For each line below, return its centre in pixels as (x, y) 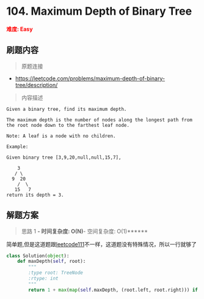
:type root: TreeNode (56, 273)
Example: (17, 146)
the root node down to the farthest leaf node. (68, 125)
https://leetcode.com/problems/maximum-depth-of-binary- (90, 78)
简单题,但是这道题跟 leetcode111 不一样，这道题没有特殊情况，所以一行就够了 (101, 244)
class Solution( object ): (38, 255)
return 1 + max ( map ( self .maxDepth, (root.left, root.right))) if (113, 290)
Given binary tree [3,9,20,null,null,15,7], (64, 157)
